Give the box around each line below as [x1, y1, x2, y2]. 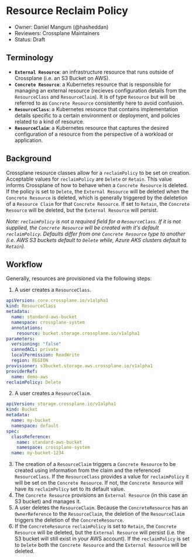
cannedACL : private [11, 347, 59, 353]
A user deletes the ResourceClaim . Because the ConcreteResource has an [14, 504, 188, 511]
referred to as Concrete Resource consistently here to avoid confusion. [14, 99, 184, 106]
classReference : [11, 434, 51, 440]
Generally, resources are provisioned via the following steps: [6, 275, 152, 282]
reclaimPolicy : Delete [6, 379, 61, 385]
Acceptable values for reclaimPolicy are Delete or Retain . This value [6, 175, 173, 182]
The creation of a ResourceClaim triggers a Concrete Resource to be [14, 461, 176, 468]
